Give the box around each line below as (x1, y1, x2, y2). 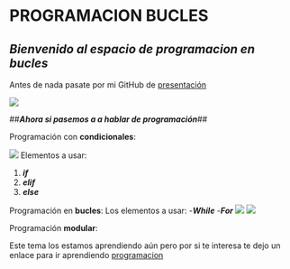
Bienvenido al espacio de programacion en (9, 42, 255, 57)
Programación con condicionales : (9, 132, 137, 142)
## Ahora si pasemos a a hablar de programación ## (9, 114, 208, 125)
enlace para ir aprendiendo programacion (9, 250, 164, 260)
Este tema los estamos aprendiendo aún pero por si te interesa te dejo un (9, 240, 281, 251)
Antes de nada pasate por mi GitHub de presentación (9, 79, 207, 90)
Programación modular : (9, 223, 98, 233)
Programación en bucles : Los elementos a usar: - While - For (9, 205, 234, 216)
